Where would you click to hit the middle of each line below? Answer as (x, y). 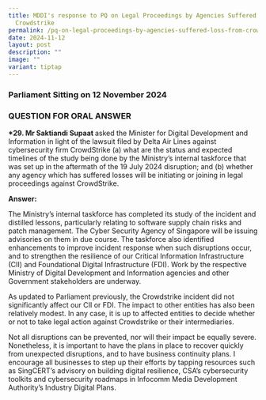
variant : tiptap (35, 67)
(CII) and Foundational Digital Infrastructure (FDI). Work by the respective (127, 264)
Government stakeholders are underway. (75, 281)
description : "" (35, 52)
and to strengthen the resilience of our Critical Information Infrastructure (126, 256)
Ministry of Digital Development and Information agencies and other (119, 273)
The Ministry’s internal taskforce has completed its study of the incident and (132, 213)
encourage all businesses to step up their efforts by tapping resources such (132, 362)
